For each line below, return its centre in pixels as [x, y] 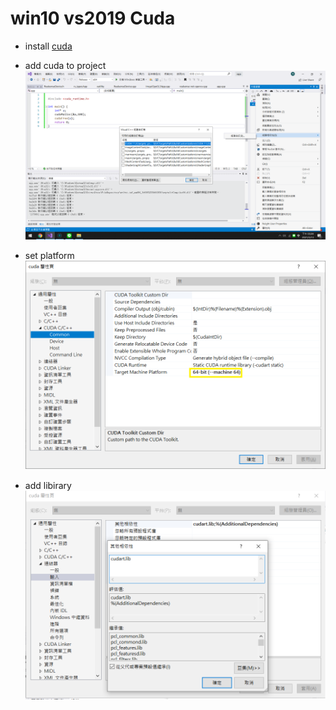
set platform [49, 256]
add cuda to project [65, 65]
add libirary [48, 485]
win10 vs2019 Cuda [93, 18]
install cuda [48, 46]
